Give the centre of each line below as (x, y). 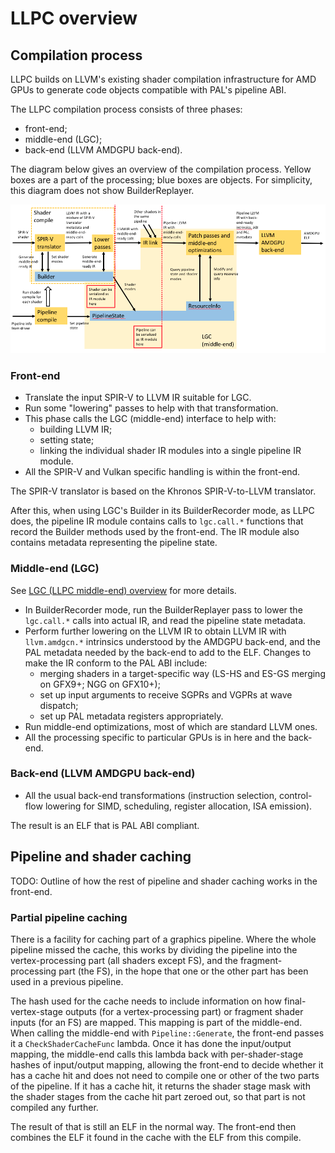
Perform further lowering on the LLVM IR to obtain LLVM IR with (155, 631)
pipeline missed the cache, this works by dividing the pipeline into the (154, 949)
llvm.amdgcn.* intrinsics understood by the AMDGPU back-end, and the (172, 641)
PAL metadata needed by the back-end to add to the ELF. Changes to (168, 652)
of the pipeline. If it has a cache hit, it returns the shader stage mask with (160, 1086)
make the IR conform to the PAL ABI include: (116, 663)
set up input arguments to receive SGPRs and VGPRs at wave (166, 694)
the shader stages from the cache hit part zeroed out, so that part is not (158, 1096)
